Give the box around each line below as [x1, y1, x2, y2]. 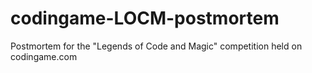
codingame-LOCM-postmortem [10, 7, 280, 30]
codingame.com [10, 50, 78, 62]
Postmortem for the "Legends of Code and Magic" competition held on [10, 40, 303, 52]
